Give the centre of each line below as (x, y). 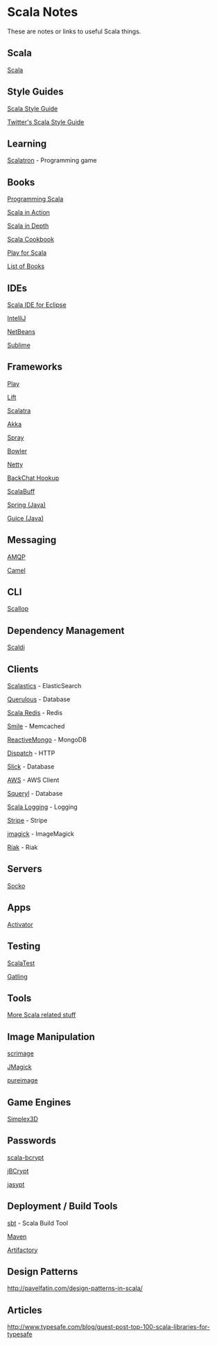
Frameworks (35, 367)
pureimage (23, 1080)
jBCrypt (18, 1171)
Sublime (19, 345)
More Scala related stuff (42, 1015)
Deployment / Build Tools (62, 1206)
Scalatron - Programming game (52, 160)
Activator (20, 924)
